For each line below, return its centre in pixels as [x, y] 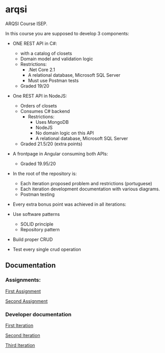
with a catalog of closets [46, 53]
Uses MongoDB [52, 122]
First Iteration [19, 325]
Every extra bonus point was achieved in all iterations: [69, 204]
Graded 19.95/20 [38, 163]
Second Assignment [27, 301]
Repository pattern [40, 229]
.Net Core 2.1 [41, 70]
